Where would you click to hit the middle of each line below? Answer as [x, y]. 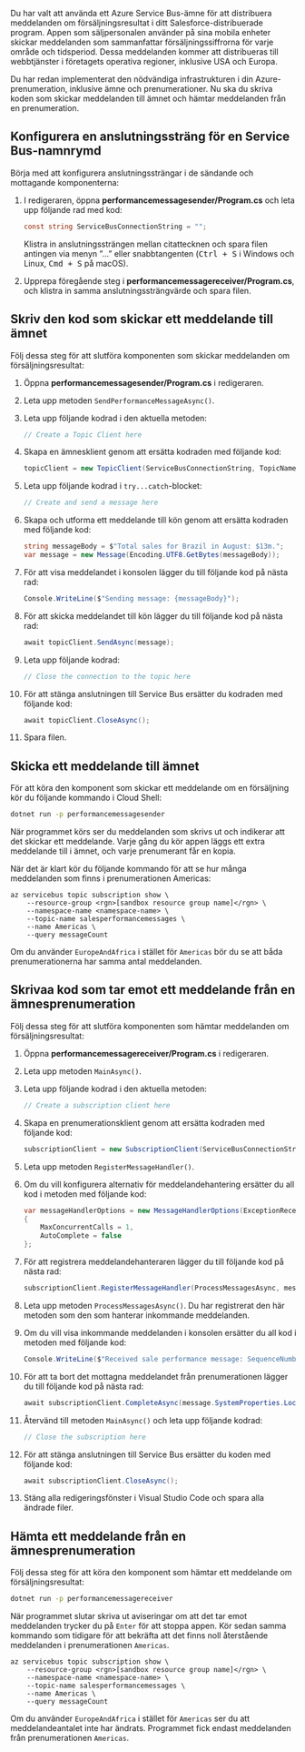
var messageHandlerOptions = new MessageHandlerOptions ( [133, 1210]
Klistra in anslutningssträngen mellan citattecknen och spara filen [146, 244]
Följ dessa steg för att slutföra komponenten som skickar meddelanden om [150, 355]
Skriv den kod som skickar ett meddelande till [142, 319]
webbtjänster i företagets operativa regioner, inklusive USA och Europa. [144, 61]
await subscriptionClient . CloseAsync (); [101, 1481]
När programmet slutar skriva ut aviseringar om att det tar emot [129, 1616]
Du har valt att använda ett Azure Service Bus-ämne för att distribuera [141, 13]
